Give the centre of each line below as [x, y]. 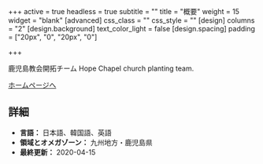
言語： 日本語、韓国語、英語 [65, 133]
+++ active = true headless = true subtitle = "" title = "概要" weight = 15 [124, 11]
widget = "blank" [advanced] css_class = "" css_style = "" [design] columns [131, 20]
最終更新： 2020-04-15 [57, 152]
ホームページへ [32, 85]
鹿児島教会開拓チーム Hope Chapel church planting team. [101, 68]
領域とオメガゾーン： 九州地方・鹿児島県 [86, 142]
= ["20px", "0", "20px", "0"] [53, 37]
